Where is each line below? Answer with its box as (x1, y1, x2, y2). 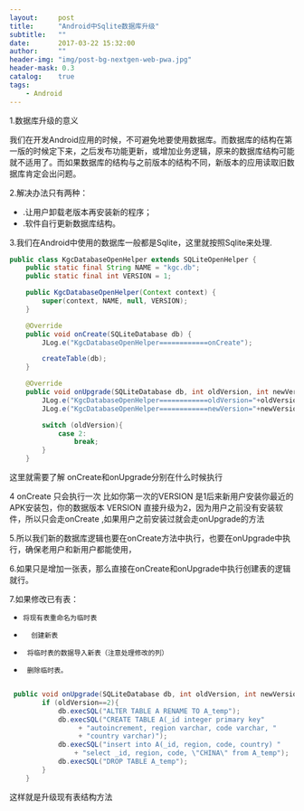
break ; (73, 438, 100, 447)
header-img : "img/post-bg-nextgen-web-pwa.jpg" (9, 55, 193, 64)
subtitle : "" (9, 30, 67, 39)
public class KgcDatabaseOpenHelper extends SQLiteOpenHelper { (9, 255, 257, 264)
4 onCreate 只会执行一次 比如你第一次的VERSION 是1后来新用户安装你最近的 (9, 491, 294, 502)
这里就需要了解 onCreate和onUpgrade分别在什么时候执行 (9, 472, 223, 482)
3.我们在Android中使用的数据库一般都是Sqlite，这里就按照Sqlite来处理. (9, 237, 273, 248)
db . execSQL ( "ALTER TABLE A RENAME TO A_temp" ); (57, 706, 242, 715)
